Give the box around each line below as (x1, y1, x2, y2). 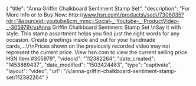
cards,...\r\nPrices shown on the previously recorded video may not (6, 42, 171, 49)
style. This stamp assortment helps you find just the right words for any (6, 30, 180, 37)
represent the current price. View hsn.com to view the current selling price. (6, 49, 189, 55)
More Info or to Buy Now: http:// (6, 11, 84, 18)
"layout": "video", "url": (6, 68, 63, 74)
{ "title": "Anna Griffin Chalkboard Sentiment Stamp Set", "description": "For (6, 5, 190, 12)
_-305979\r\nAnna (6, 24, 51, 31)
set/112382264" (6, 74, 45, 81)
